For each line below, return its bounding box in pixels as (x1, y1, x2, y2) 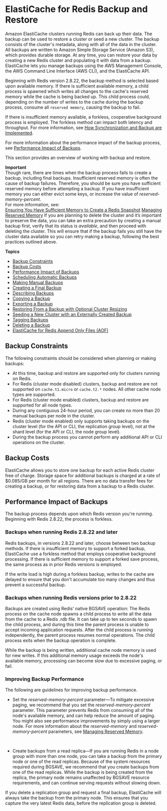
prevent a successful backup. (5, 582, 66, 588)
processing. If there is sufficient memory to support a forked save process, (5, 556, 159, 562)
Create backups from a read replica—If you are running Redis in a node (12, 748, 159, 754)
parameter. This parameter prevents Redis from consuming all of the (12, 707, 153, 713)
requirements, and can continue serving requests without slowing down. (12, 780, 161, 786)
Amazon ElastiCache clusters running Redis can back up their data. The (5, 31, 153, 37)
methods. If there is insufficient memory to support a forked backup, (5, 545, 146, 551)
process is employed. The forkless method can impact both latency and (5, 119, 153, 125)
